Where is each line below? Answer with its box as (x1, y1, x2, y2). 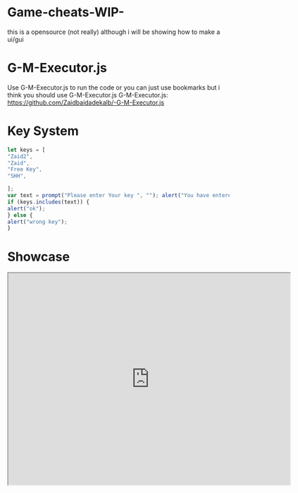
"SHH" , (7, 172, 27, 180)
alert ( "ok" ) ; (7, 205, 46, 212)
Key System (7, 123, 79, 139)
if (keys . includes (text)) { (7, 198, 90, 206)
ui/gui (7, 35, 24, 43)
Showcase (7, 249, 70, 265)
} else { (7, 211, 33, 219)
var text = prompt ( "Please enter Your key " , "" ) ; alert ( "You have (7, 192, 210, 199)
